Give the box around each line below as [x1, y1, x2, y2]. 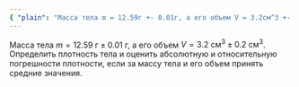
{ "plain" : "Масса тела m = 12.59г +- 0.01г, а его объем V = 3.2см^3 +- [9, 13, 292, 22]
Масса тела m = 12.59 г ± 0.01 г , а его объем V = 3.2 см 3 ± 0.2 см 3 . [9, 38, 266, 50]
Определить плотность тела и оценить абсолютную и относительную [9, 48, 277, 59]
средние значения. [9, 68, 83, 79]
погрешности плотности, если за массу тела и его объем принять [9, 58, 264, 69]
